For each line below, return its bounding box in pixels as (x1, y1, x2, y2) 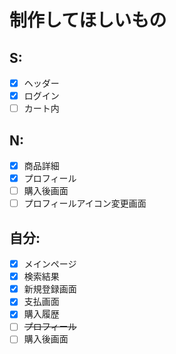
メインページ (23, 258, 77, 270)
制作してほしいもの (9, 9, 167, 32)
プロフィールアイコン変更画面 (23, 197, 147, 210)
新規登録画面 (23, 283, 77, 295)
